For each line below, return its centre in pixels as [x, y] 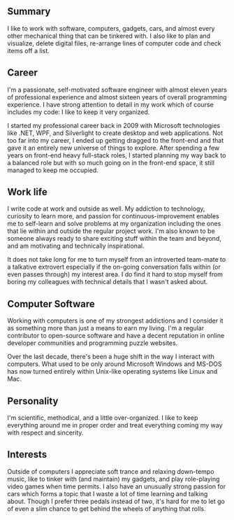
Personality [33, 401]
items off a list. [29, 50]
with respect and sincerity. [45, 433]
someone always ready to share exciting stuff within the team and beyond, [114, 239]
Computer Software [51, 304]
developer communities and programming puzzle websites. [93, 343]
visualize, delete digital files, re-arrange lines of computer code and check [114, 43]
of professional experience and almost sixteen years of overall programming [117, 97]
